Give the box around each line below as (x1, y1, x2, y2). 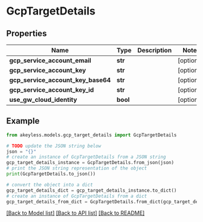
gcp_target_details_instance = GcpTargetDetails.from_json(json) (6, 160, 174, 166)
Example (6, 116, 40, 126)
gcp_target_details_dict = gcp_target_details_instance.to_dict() (6, 187, 177, 194)
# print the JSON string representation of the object (6, 165, 147, 171)
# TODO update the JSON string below (6, 143, 101, 149)
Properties (6, 28, 47, 39)
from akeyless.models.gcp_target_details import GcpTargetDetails (6, 132, 177, 138)
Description (137, 46, 172, 54)
